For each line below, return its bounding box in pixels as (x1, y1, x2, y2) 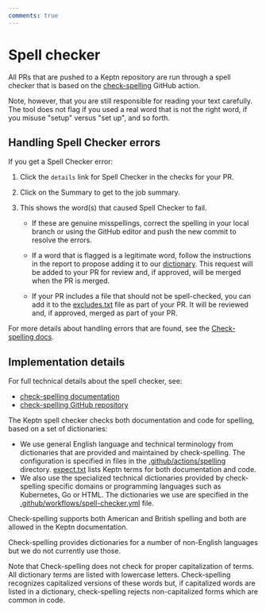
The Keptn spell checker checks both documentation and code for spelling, (8, 416, 255, 425)
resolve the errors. (31, 235, 93, 245)
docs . (35, 332, 54, 342)
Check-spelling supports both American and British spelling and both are (8, 514, 247, 524)
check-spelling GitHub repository (19, 400, 129, 410)
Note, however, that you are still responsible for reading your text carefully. (8, 96, 253, 106)
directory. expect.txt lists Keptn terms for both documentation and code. (19, 465, 256, 474)
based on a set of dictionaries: (8, 424, 108, 434)
